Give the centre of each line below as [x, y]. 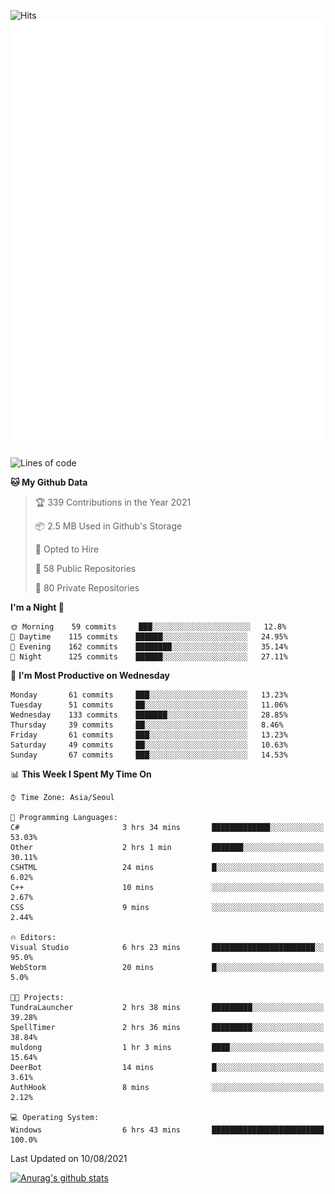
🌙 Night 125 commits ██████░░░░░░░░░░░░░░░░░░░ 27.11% [149, 656]
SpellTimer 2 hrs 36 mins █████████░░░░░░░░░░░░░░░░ [167, 1027]
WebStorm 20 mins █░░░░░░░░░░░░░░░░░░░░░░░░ [167, 967]
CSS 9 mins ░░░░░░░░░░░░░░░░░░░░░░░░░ [167, 907]
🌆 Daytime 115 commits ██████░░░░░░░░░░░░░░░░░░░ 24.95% [149, 636]
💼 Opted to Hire [67, 549]
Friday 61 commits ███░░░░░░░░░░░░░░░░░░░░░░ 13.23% [149, 735]
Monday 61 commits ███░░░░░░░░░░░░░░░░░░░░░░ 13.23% [149, 695]
